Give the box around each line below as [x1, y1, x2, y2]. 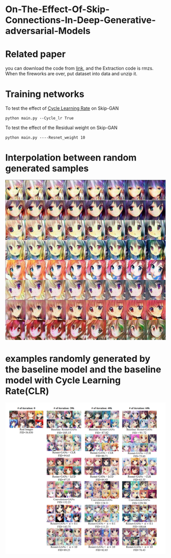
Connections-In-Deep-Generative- [5, 14, 156, 26]
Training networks [5, 88, 85, 100]
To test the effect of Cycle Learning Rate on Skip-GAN [5, 105, 119, 111]
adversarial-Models [5, 25, 91, 37]
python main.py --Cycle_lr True [5, 116, 74, 121]
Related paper [5, 48, 66, 60]
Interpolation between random [5, 152, 137, 164]
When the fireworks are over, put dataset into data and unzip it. [5, 71, 137, 77]
